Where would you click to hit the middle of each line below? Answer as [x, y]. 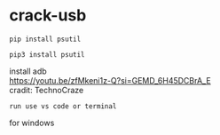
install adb [28, 71]
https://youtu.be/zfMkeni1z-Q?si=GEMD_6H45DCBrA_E [110, 80]
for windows [32, 123]
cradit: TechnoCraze [47, 90]
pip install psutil [45, 39]
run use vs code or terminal [63, 106]
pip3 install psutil [47, 54]
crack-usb [48, 16]
